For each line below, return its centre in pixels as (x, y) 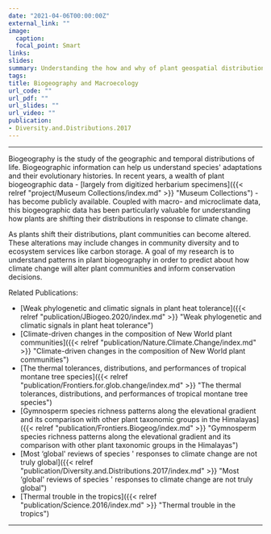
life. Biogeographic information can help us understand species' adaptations (135, 167)
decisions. (25, 277)
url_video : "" (32, 114)
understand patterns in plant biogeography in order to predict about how (129, 259)
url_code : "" (30, 91)
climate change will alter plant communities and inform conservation (122, 268)
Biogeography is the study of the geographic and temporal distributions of (132, 159)
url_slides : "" (34, 106)
